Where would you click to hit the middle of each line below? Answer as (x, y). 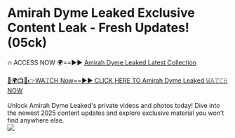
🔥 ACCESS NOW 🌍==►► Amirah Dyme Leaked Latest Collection (102, 62)
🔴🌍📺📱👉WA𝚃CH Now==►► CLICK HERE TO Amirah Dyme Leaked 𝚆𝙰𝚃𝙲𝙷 (117, 80)
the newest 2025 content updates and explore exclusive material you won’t (116, 113)
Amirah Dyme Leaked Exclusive (101, 13)
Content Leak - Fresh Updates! (98, 28)
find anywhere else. (36, 120)
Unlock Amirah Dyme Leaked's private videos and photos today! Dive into (114, 105)
